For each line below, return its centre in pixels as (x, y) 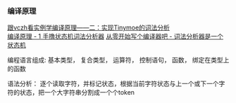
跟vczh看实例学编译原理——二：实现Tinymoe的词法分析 (89, 28)
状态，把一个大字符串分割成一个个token (77, 92)
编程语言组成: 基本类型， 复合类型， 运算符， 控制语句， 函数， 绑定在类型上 (118, 60)
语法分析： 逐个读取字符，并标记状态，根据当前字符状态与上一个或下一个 (113, 84)
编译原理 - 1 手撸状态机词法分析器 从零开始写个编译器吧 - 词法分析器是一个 (116, 36)
